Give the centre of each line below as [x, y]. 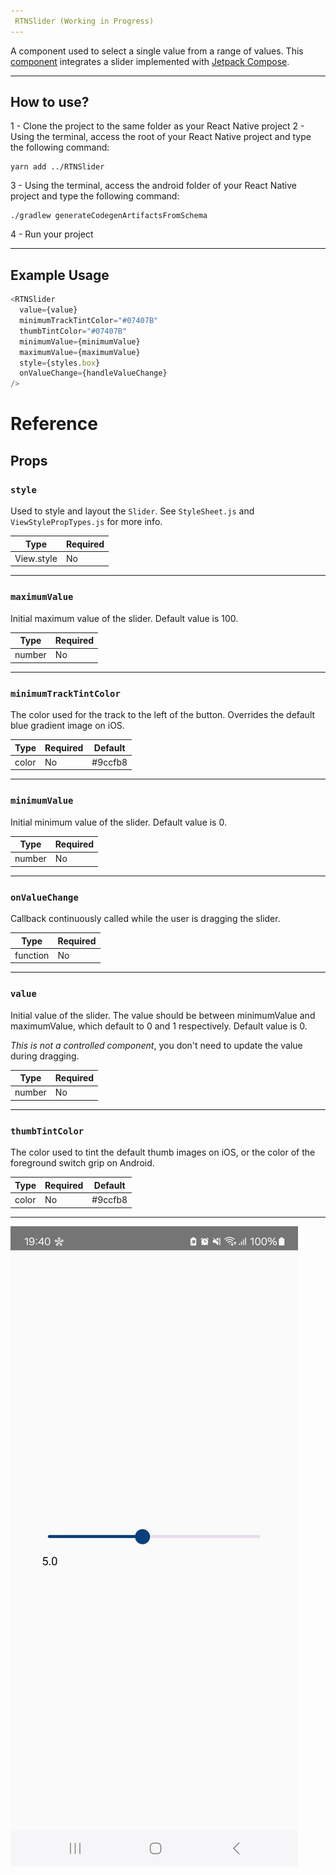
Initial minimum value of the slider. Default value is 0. [118, 822]
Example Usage [60, 275]
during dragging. [45, 1056]
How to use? [50, 102]
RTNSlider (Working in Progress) [84, 21]
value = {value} [48, 310]
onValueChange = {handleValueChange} [93, 373]
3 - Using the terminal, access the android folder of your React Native [153, 186]
